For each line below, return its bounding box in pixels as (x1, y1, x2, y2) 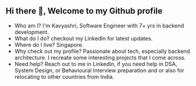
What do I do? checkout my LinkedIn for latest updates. (14, 34, 153, 42)
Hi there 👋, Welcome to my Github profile (5, 6, 163, 16)
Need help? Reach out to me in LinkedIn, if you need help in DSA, (14, 60, 178, 67)
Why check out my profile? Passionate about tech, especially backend (14, 48, 191, 55)
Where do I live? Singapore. (14, 41, 84, 48)
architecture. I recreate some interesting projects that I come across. (14, 54, 186, 61)
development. (14, 28, 49, 35)
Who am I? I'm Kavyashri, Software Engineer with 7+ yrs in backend (14, 22, 184, 29)
